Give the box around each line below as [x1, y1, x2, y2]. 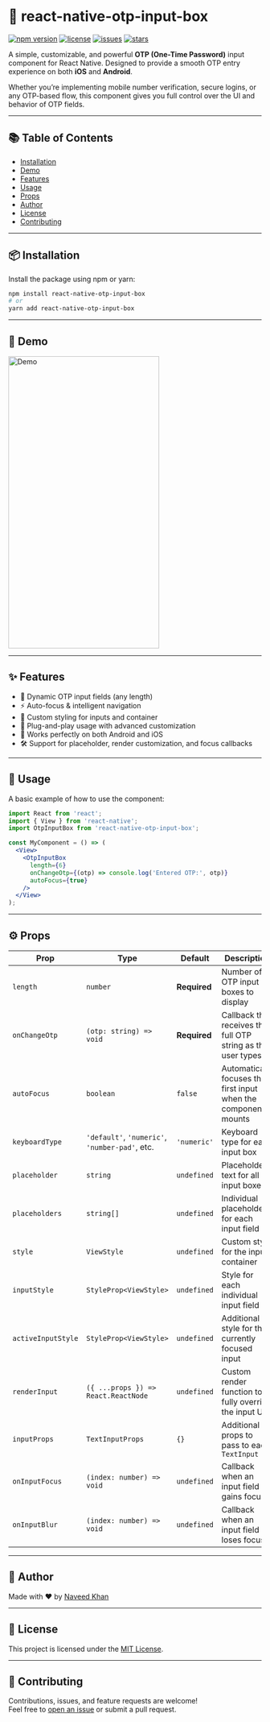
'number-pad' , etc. [85, 1141, 154, 1152]
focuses [221, 1073, 252, 1084]
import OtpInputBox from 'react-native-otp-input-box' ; [8, 824, 199, 832]
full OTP [221, 1029, 252, 1040]
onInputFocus [12, 1476, 63, 1486]
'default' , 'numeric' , [85, 1131, 167, 1143]
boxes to [221, 986, 255, 998]
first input [221, 1083, 258, 1094]
